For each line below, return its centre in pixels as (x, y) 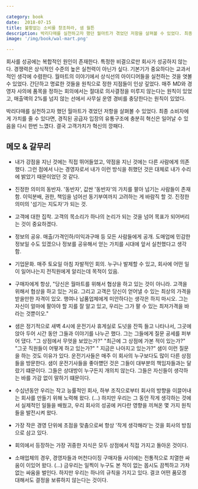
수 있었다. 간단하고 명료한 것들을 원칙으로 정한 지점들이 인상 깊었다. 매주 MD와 (96, 84)
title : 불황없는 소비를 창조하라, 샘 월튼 (51, 28)
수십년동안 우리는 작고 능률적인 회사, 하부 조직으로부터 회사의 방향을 (93, 390)
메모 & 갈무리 (29, 147)
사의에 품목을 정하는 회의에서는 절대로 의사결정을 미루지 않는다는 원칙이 (99, 91)
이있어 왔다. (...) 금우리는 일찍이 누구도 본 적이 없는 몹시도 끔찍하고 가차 (108, 465)
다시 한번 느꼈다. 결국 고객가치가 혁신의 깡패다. (70, 126)
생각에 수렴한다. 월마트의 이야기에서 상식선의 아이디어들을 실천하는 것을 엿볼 (105, 76)
